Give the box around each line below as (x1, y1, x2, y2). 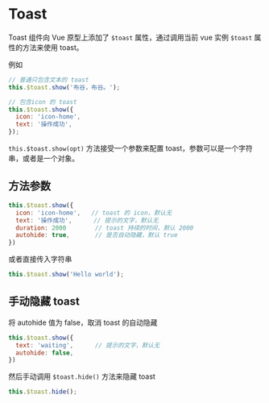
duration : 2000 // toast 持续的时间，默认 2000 (15, 223, 194, 232)
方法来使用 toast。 (22, 42, 84, 52)
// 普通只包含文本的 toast (8, 76, 89, 84)
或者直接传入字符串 (8, 255, 72, 264)
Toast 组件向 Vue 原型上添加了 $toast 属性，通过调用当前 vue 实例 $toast (8, 32, 253, 42)
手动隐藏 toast (8, 295, 81, 309)
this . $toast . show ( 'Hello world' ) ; (8, 271, 125, 279)
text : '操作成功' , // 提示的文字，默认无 (15, 216, 159, 224)
